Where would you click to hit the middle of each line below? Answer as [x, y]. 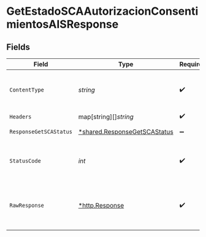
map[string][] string [106, 117]
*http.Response [101, 205]
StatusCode [25, 161]
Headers [21, 117]
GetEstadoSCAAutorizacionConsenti [102, 11]
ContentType [27, 90]
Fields [18, 47]
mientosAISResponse [63, 24]
